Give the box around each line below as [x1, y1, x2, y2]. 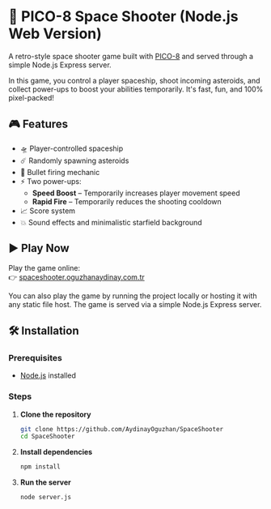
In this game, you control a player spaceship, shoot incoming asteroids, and [8, 75, 260, 85]
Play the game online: [8, 263, 81, 272]
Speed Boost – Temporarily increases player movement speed [32, 188, 240, 198]
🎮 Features [8, 118, 69, 131]
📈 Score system [19, 206, 75, 216]
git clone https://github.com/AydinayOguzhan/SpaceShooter [19, 425, 224, 433]
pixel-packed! [8, 92, 54, 102]
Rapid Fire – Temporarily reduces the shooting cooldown [32, 196, 222, 206]
